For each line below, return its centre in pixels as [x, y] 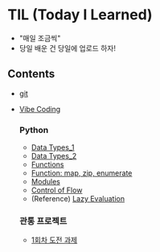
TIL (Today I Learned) [80, 15]
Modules [46, 182]
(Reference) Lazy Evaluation [78, 199]
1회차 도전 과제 [54, 240]
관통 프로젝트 [43, 221]
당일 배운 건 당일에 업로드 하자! [67, 48]
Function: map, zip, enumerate [82, 173]
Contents [31, 74]
